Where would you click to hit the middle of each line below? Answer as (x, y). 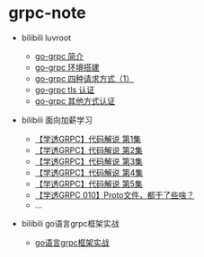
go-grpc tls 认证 (65, 90)
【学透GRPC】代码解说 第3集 (89, 161)
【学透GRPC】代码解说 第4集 (89, 172)
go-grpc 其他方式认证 (75, 100)
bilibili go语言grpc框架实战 (70, 223)
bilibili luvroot (46, 38)
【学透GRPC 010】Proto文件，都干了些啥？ (115, 194)
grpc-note (47, 13)
